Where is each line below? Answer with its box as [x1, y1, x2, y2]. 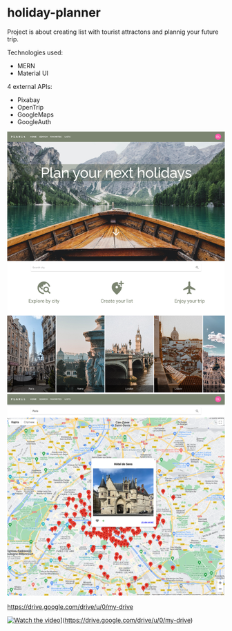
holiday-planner [7, 5, 101, 21]
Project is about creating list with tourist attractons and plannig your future [7, 28, 219, 36]
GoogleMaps [17, 110, 54, 119]
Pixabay [17, 95, 40, 104]
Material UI [17, 69, 49, 77]
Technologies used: [7, 48, 64, 57]
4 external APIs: [7, 82, 53, 90]
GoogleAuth [17, 117, 52, 126]
